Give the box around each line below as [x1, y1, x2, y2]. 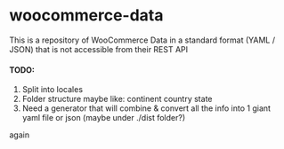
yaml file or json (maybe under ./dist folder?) [21, 113, 185, 123]
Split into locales [21, 84, 83, 95]
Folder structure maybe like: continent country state [21, 94, 213, 105]
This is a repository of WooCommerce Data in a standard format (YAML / [9, 35, 276, 45]
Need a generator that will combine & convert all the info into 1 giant [21, 103, 272, 114]
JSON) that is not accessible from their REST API [9, 43, 189, 54]
